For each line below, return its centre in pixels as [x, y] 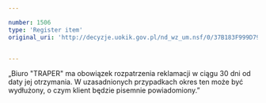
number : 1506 [30, 22]
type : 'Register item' [46, 30]
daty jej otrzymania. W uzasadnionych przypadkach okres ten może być [126, 82]
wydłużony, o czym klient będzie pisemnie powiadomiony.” [104, 90]
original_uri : [32, 37]
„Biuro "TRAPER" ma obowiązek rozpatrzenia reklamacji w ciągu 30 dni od [129, 74]
